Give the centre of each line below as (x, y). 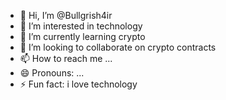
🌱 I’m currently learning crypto (82, 36)
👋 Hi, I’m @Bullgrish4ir (66, 15)
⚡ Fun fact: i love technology (78, 84)
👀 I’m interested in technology (81, 26)
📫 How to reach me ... (66, 58)
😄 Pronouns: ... (52, 73)
